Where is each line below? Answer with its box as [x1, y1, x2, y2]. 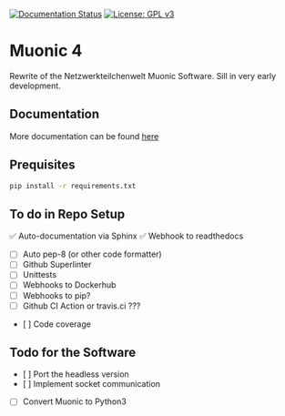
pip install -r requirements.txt [9, 181, 137, 190]
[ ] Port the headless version [22, 369, 129, 380]
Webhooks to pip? [22, 289, 91, 300]
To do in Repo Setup [9, 206, 126, 222]
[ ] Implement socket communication [22, 379, 161, 390]
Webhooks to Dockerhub [22, 279, 117, 290]
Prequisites [9, 157, 76, 173]
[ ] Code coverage [22, 319, 91, 330]
